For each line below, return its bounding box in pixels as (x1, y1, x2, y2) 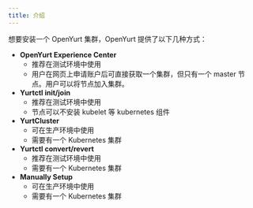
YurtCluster (19, 116, 60, 125)
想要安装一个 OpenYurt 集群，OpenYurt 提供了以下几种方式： (8, 34, 207, 43)
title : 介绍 (8, 11, 45, 20)
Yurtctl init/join (19, 87, 71, 97)
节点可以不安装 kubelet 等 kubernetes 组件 (31, 107, 170, 117)
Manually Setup (19, 172, 74, 181)
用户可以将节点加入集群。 (45, 79, 129, 88)
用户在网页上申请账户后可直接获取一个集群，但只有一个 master (31, 69, 236, 79)
